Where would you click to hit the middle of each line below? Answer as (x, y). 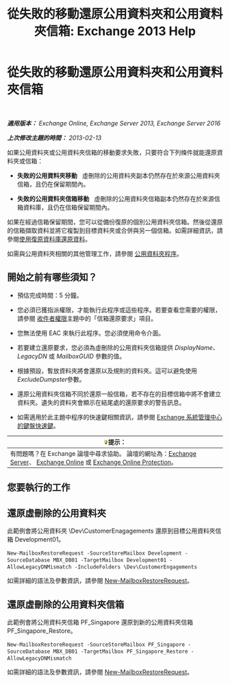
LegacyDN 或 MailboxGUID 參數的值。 (71, 356)
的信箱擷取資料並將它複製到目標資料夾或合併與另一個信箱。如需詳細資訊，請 (115, 230)
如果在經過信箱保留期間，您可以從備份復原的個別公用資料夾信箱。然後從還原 (115, 222)
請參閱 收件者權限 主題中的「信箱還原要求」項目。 (87, 318)
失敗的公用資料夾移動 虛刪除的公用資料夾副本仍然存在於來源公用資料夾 (118, 175)
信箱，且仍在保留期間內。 (53, 184)
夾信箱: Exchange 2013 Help (115, 31)
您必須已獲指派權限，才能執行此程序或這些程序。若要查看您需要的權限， (119, 310)
